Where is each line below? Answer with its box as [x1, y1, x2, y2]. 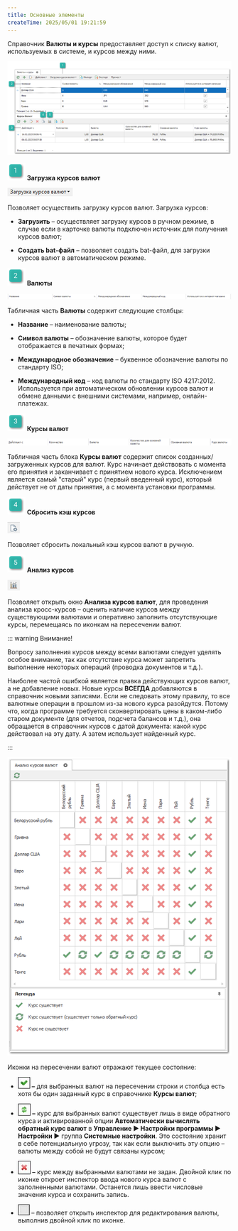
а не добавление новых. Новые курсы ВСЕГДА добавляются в [7, 684, 198, 693]
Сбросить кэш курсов [26, 508, 96, 516]
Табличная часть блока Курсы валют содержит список [7, 452, 177, 461]
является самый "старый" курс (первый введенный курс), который [7, 474, 212, 483]
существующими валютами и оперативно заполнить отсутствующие [7, 612, 218, 621]
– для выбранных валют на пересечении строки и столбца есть [31, 1082, 225, 1090]
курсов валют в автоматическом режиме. [17, 254, 146, 262]
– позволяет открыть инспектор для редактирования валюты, [31, 1208, 220, 1218]
